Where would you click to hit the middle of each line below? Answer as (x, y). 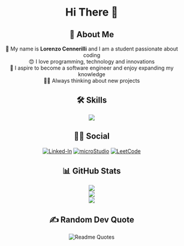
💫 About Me (92, 34)
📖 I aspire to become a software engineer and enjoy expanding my (92, 68)
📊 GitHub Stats (92, 171)
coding (92, 55)
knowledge (92, 74)
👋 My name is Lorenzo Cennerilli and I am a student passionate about (92, 49)
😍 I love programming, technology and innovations (91, 61)
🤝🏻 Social (92, 136)
